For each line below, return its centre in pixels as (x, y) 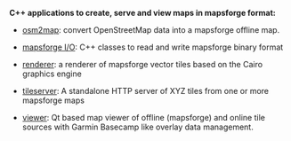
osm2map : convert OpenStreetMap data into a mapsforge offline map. (151, 30)
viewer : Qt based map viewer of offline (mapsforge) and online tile (143, 117)
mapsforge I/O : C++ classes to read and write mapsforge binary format (153, 47)
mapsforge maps (53, 100)
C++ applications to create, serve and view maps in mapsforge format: (142, 13)
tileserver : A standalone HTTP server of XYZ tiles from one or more (145, 91)
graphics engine (52, 74)
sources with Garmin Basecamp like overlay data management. (137, 127)
